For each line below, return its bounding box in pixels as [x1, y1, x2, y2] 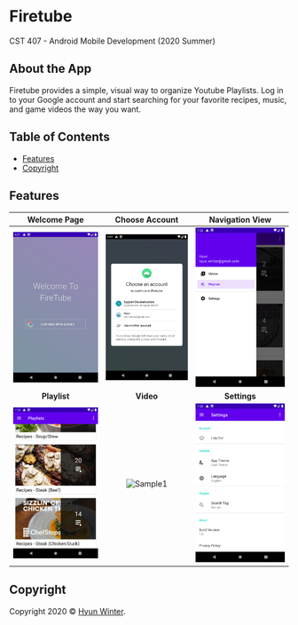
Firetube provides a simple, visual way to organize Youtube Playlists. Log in [9, 84, 284, 95]
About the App [9, 61, 91, 76]
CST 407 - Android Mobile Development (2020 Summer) [9, 36, 216, 46]
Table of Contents [9, 130, 111, 145]
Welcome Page [27, 214, 84, 225]
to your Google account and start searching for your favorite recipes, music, [9, 94, 287, 105]
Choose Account [114, 214, 179, 225]
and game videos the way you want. [9, 104, 142, 115]
